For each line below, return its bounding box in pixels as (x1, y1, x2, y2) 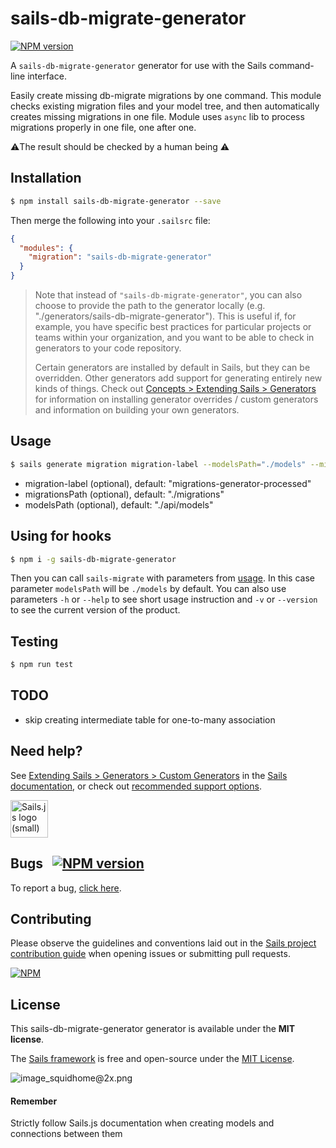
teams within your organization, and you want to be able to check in (34, 332, 315, 343)
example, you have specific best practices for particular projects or (34, 321, 312, 332)
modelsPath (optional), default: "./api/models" (24, 498, 214, 511)
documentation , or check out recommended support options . (10, 780, 262, 792)
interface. (27, 70, 67, 82)
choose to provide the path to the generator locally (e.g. (34, 300, 266, 311)
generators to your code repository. (34, 342, 182, 354)
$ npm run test (10, 660, 74, 670)
